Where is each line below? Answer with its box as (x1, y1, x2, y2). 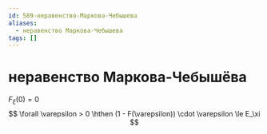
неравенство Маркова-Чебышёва (8, 69, 248, 86)
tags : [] (8, 33, 38, 42)
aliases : (8, 19, 38, 27)
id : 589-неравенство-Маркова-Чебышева (8, 11, 137, 20)
